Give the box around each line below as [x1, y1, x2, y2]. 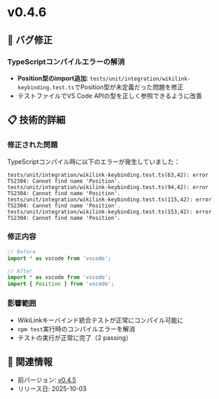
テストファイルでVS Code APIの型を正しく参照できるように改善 [17, 91, 202, 100]
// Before [7, 248, 36, 255]
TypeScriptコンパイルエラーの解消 [7, 57, 125, 67]
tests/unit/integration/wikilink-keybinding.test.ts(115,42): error [7, 196, 212, 203]
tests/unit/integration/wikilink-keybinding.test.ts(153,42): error [7, 208, 212, 215]
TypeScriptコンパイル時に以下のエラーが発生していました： [7, 157, 180, 166]
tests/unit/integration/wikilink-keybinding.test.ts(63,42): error [7, 171, 209, 178]
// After [7, 268, 33, 275]
